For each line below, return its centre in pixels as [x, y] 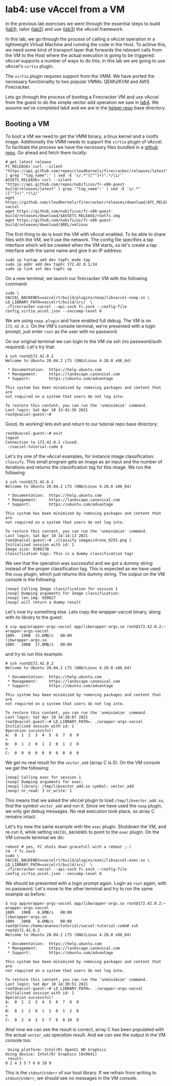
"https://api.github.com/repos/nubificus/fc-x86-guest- [66, 184]
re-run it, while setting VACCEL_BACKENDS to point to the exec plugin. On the [82, 832]
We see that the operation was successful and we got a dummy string [79, 563]
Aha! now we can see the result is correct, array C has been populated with [85, 1029]
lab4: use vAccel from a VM [65, 9]
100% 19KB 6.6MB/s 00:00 [39, 912]
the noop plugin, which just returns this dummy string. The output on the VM [85, 574]
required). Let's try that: [30, 347]
